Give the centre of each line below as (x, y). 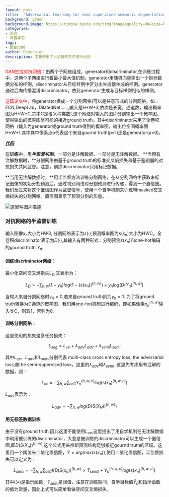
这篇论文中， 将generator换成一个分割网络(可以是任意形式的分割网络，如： (82, 101)
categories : (18, 29)
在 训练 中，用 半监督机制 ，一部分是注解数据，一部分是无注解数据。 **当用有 (83, 154)
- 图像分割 (15, 47)
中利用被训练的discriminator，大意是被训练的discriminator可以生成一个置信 (83, 439)
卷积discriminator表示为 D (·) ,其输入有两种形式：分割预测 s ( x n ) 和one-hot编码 (83, 241)
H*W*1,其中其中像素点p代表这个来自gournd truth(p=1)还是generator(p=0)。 (84, 133)
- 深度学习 (15, 38)
